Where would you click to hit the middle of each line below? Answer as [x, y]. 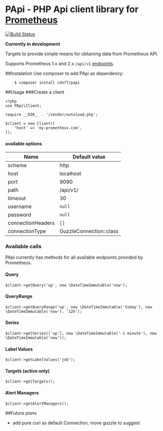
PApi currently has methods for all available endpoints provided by [74, 257]
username [20, 207]
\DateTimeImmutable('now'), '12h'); [44, 311]
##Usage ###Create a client [35, 92]
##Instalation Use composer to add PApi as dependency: [64, 73]
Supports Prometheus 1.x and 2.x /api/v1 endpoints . [60, 63]
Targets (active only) [28, 371]
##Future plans [21, 413]
